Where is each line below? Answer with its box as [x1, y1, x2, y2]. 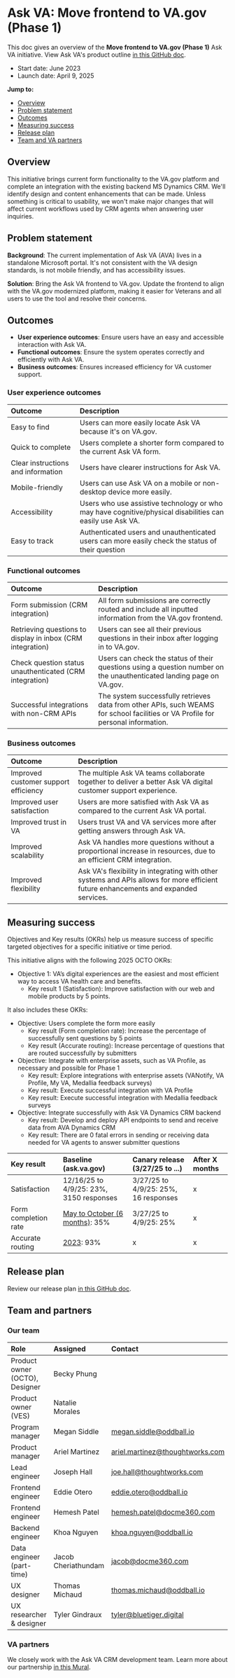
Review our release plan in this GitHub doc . [7, 1284, 131, 1293]
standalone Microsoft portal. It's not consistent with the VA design [7, 258, 198, 267]
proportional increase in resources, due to [78, 846, 215, 856]
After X [192, 1155, 218, 1164]
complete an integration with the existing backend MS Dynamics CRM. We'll [7, 182, 226, 191]
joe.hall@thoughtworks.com [111, 1466, 204, 1476]
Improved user [10, 797, 59, 807]
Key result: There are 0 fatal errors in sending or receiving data [27, 1131, 210, 1139]
